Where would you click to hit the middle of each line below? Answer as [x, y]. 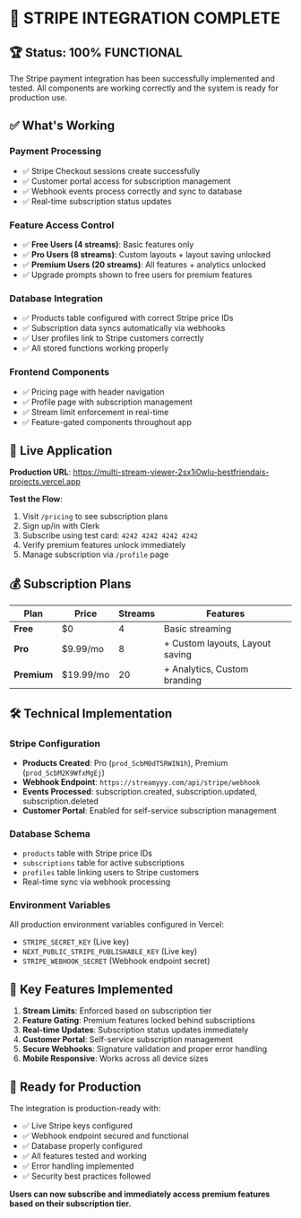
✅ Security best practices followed [86, 1176]
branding [183, 681]
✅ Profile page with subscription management [107, 402]
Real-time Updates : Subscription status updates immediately [135, 1030]
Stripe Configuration [55, 744]
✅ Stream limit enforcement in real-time [95, 412]
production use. [39, 97]
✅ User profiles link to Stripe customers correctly [113, 338]
